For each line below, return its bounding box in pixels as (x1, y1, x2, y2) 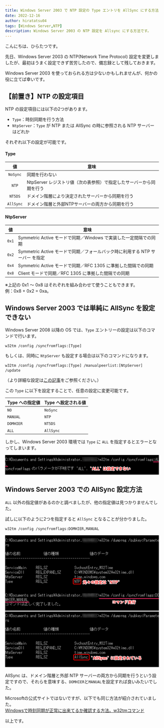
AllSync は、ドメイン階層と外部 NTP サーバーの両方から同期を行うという (5, 672, 152, 678)
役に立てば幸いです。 (5, 76, 47, 82)
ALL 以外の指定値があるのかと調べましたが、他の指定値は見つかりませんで (5, 499, 154, 505)
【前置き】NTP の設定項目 (5, 92, 84, 100)
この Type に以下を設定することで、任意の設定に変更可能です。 (5, 388, 131, 394)
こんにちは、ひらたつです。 (5, 43, 61, 49)
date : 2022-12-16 (5, 13, 41, 18)
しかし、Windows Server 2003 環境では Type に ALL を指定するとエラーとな (5, 439, 157, 445)
